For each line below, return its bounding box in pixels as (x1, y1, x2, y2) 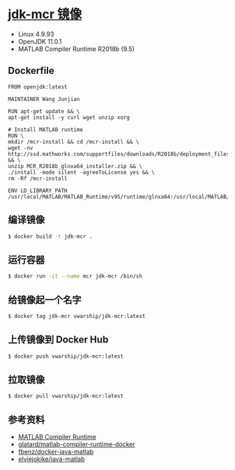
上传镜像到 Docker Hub (8, 334, 109, 346)
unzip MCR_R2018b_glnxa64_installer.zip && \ (8, 162, 142, 169)
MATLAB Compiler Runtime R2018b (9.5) (17, 45, 135, 53)
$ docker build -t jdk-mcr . (8, 233, 93, 240)
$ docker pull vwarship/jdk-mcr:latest (8, 393, 124, 400)
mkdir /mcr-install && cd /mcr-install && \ (8, 138, 139, 145)
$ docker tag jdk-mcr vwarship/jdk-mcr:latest (8, 312, 146, 319)
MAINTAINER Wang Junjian (8, 96, 80, 103)
